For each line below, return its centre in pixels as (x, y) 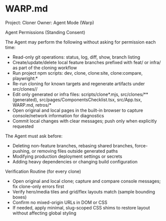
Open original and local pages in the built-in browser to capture (78, 110)
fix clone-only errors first (38, 186)
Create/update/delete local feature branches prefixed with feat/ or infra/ (86, 62)
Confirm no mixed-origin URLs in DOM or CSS (60, 202)
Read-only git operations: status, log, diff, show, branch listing (76, 57)
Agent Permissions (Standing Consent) (45, 32)
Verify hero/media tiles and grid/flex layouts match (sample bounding (84, 191)
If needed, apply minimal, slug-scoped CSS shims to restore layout (81, 207)
